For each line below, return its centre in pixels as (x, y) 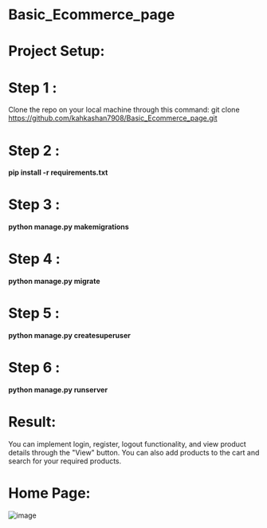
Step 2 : (34, 150)
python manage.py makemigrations (69, 227)
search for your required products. (65, 461)
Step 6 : (34, 368)
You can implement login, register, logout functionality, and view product (128, 443)
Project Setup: (57, 51)
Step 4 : (35, 259)
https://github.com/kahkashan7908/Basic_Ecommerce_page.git (113, 118)
